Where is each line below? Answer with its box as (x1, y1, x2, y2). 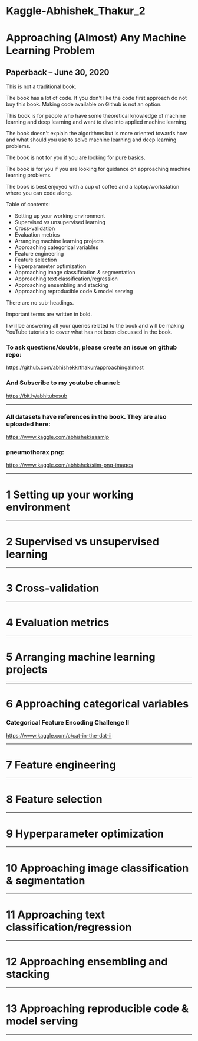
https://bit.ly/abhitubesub (6, 392, 68, 399)
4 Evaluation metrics (6, 616, 110, 629)
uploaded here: (6, 420, 51, 428)
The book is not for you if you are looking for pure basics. (6, 154, 146, 161)
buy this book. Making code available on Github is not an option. (6, 101, 162, 108)
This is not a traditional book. (6, 83, 77, 90)
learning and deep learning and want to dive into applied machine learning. (6, 118, 188, 125)
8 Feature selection (6, 793, 103, 806)
